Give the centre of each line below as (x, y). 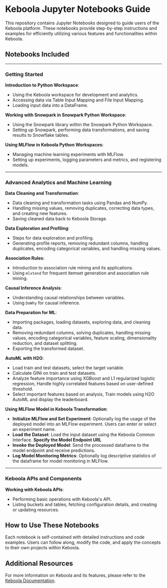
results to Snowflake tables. (41, 135)
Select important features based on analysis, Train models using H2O (83, 394)
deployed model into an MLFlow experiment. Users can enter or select (84, 424)
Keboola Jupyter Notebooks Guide (78, 9)
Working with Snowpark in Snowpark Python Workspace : (66, 115)
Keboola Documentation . (31, 581)
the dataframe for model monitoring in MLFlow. (60, 461)
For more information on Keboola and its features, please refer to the (75, 576)
